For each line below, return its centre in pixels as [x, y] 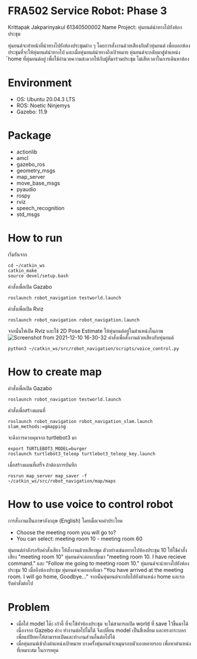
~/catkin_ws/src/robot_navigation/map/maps [62, 481]
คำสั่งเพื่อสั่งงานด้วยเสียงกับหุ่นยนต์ [141, 337]
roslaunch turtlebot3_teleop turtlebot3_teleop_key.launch [82, 454]
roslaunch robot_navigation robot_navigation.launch [74, 320]
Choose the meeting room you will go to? [66, 532]
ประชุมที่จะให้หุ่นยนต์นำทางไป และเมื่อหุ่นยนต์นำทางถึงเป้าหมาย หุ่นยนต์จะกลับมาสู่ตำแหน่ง [94, 52]
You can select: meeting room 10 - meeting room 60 [79, 538]
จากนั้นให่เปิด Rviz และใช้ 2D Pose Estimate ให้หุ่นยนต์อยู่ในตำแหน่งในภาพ [86, 331]
